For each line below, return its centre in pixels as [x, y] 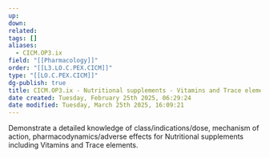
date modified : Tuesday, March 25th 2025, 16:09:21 [96, 105]
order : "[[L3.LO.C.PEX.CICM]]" [60, 68]
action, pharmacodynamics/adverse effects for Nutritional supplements [126, 136]
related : [23, 30]
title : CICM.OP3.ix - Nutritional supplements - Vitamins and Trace [125, 90]
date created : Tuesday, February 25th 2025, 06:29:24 [100, 98]
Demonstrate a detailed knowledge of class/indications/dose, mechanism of [134, 128]
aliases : [23, 46]
